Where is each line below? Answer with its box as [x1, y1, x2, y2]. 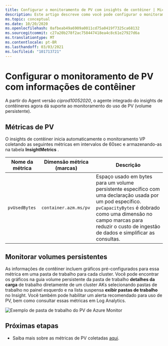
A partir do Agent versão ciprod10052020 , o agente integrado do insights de [5, 98, 163, 104]
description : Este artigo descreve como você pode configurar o [5, 12, 142, 17]
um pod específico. [95, 198, 141, 205]
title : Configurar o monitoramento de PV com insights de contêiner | [5, 7, 155, 12]
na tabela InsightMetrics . [5, 147, 59, 153]
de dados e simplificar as [95, 229, 155, 236]
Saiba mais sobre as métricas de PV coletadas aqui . [12, 335, 119, 341]
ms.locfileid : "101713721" [5, 49, 61, 54]
